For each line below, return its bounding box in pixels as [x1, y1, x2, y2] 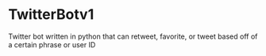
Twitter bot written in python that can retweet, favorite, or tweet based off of [8, 32, 258, 41]
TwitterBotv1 [8, 6, 94, 24]
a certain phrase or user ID [8, 39, 96, 49]
